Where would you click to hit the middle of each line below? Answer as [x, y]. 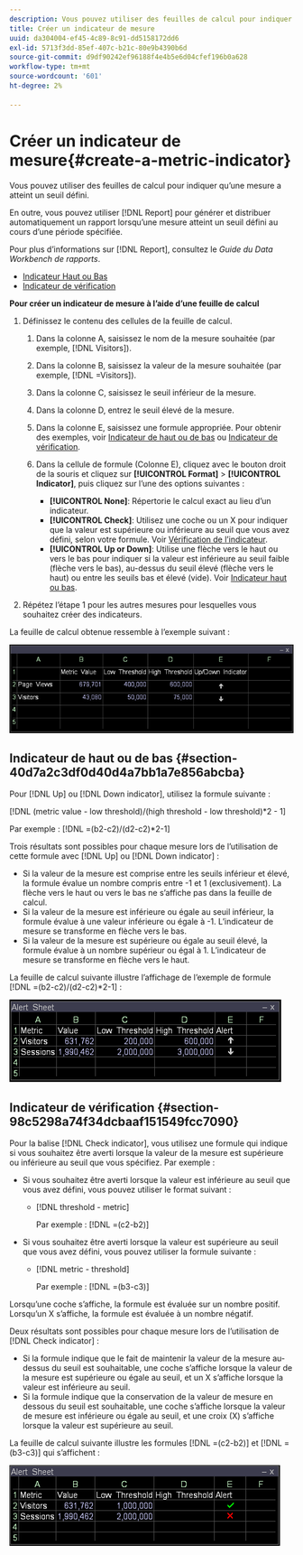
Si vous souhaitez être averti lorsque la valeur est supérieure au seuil [150, 1243]
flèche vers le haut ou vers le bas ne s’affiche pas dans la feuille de [147, 893]
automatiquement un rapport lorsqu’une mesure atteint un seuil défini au [144, 222]
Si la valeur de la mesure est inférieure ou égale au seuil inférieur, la [148, 912]
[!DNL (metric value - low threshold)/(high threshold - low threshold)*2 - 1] [148, 812]
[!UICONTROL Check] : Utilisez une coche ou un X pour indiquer [169, 520]
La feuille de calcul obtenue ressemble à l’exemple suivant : [119, 631]
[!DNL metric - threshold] [83, 1270]
